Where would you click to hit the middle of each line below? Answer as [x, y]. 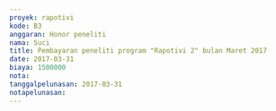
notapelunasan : [38, 92]
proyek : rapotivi [42, 17]
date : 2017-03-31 [42, 59]
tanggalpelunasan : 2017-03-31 [66, 84]
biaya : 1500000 [38, 68]
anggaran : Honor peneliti [58, 34]
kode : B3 [26, 26]
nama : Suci [30, 43]
